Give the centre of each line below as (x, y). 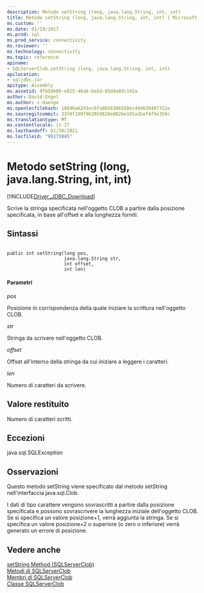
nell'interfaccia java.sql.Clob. (43, 493)
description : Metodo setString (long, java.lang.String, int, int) (94, 12)
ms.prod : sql (23, 35)
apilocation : (23, 74)
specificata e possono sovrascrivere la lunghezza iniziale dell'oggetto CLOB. (103, 511)
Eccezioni (26, 438)
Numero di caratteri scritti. (40, 419)
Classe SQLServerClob (36, 584)
